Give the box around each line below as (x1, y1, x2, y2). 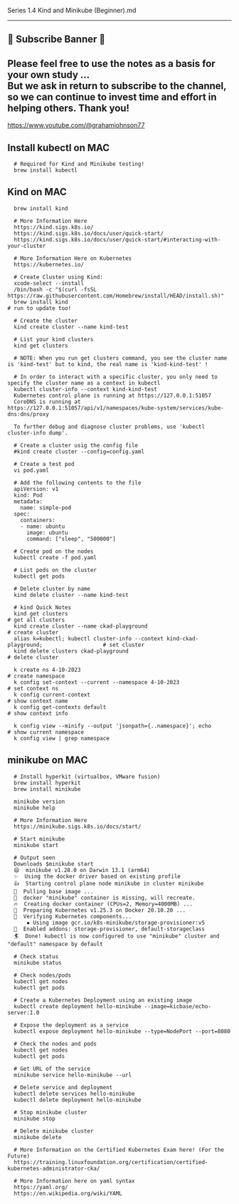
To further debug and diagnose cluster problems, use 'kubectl (14, 423, 205, 430)
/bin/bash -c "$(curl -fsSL (14, 286, 97, 293)
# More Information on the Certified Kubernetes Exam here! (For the (14, 1146, 224, 1153)
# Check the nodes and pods (14, 1040, 97, 1047)
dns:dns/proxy (7, 410, 50, 417)
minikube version (14, 798, 65, 805)
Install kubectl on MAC (7, 142, 110, 154)
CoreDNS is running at (14, 398, 81, 405)
